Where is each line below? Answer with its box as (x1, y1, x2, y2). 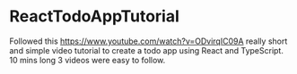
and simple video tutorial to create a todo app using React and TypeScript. (9, 45, 284, 55)
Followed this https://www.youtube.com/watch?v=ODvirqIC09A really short (9, 36, 288, 46)
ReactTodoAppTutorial (9, 6, 179, 27)
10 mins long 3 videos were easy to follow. (9, 54, 166, 65)
